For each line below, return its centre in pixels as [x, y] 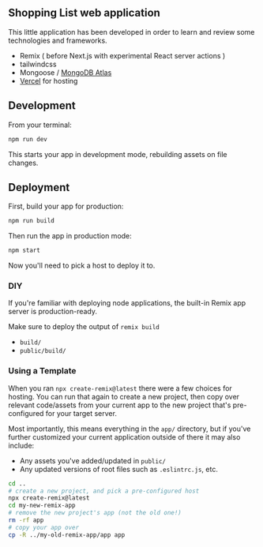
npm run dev [28, 139]
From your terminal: [40, 125]
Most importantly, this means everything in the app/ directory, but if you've [130, 429]
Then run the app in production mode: [70, 236]
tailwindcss [38, 64]
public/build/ [43, 351]
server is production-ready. [53, 312]
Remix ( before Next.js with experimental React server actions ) [122, 55]
